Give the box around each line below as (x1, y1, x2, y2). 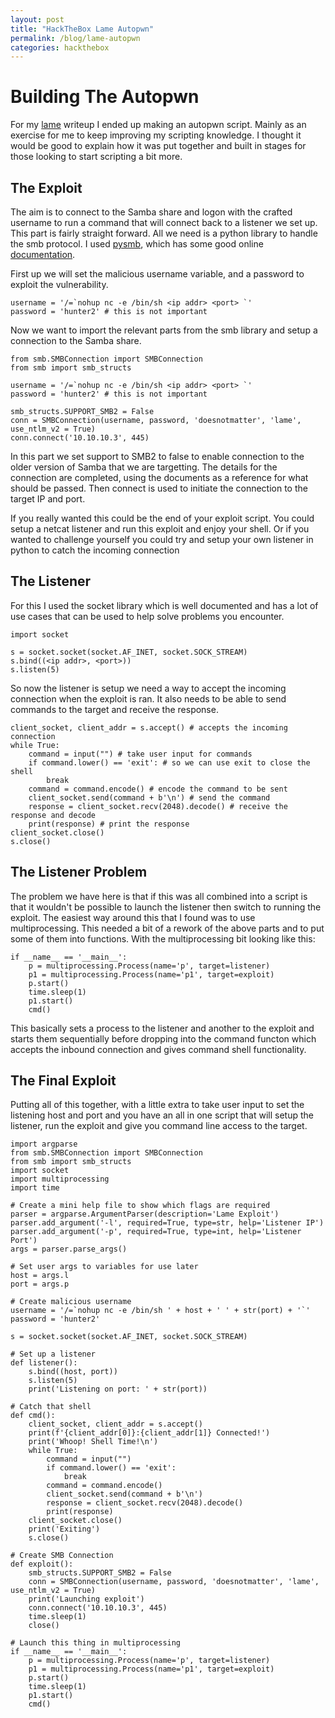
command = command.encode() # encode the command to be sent (28, 784, 288, 794)
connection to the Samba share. (10, 335, 142, 346)
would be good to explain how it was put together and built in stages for (10, 140, 307, 152)
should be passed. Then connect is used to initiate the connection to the (10, 482, 308, 494)
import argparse (10, 1139, 78, 1150)
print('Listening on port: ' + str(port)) (28, 1384, 208, 1395)
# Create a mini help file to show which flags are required (10, 1201, 271, 1211)
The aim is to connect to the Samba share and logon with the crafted (10, 206, 293, 218)
